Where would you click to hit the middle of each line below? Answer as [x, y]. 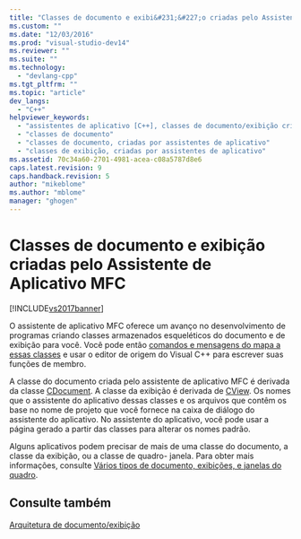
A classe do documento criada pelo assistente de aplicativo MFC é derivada [150, 381]
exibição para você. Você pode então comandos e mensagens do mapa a [145, 344]
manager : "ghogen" [43, 201]
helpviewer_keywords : [50, 117]
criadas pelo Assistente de [111, 265]
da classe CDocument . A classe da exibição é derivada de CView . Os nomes [150, 390]
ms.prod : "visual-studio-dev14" [69, 43]
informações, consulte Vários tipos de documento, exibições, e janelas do [146, 465]
